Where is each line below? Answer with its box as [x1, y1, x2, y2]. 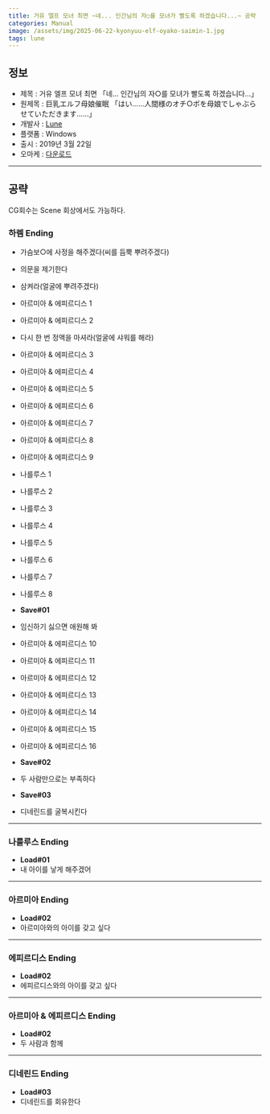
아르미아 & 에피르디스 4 [19, 367, 94, 376]
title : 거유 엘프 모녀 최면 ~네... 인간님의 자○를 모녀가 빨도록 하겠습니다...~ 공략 [8, 11, 256, 20]
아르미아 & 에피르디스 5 [19, 384, 94, 394]
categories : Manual [8, 19, 74, 27]
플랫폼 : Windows [19, 129, 77, 139]
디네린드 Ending [8, 1068, 69, 1079]
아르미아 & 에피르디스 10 [19, 639, 97, 648]
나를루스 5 [19, 538, 53, 548]
